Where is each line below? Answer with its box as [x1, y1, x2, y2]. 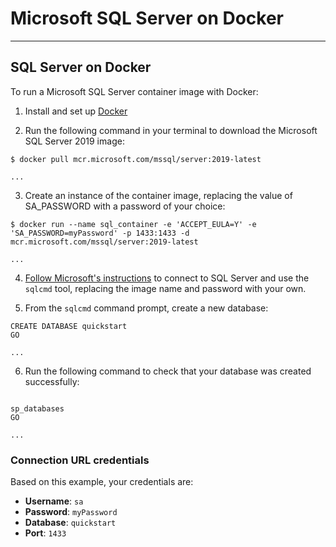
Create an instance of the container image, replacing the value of [24, 189, 293, 201]
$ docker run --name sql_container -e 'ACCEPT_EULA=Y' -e [10, 219, 257, 229]
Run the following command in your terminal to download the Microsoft [24, 124, 318, 136]
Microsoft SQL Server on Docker [10, 7, 285, 30]
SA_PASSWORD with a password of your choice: [24, 200, 226, 212]
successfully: [24, 375, 80, 387]
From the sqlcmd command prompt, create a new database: [24, 302, 269, 314]
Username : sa [24, 495, 84, 507]
